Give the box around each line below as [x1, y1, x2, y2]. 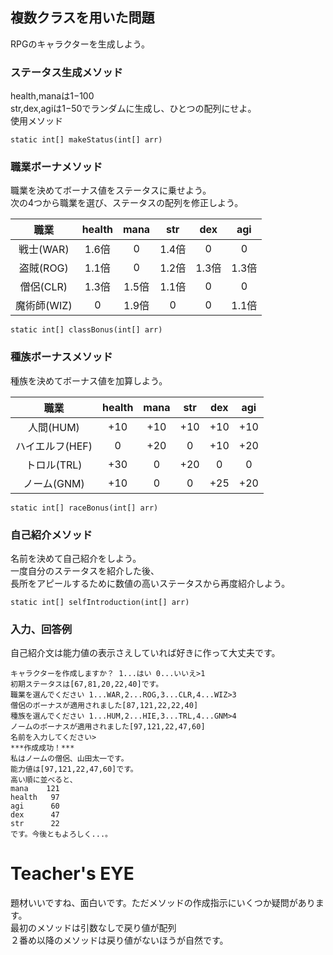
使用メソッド [10, 115, 63, 127]
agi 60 [10, 801, 60, 812]
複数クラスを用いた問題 [10, 9, 155, 27]
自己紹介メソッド [10, 528, 93, 542]
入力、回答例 [10, 622, 73, 636]
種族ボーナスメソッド [10, 350, 113, 364]
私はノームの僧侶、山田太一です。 [10, 754, 129, 764]
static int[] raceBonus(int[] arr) [10, 503, 159, 513]
